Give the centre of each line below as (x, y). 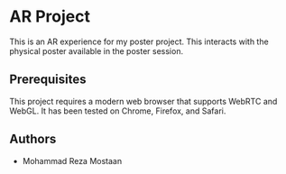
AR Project (50, 17)
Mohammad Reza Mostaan (72, 160)
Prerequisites (48, 80)
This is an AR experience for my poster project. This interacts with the (139, 41)
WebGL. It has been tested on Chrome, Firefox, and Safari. (118, 111)
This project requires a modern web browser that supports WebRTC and (143, 101)
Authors (33, 139)
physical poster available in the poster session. (96, 50)
